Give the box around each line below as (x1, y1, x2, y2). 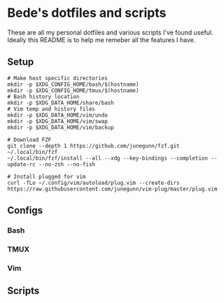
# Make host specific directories (7, 75, 108, 82)
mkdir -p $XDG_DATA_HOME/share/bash (7, 99, 114, 106)
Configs (7, 205, 43, 217)
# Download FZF (7, 136, 52, 143)
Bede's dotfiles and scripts (7, 5, 167, 21)
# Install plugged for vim (7, 173, 86, 180)
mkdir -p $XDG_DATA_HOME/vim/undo (7, 111, 108, 119)
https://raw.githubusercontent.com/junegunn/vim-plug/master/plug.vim (7, 185, 218, 193)
